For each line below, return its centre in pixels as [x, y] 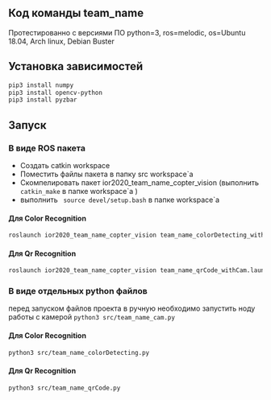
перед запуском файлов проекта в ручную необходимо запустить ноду [132, 308]
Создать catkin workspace [65, 165]
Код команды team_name [76, 13]
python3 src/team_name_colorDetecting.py [79, 353]
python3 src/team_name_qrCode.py [65, 388]
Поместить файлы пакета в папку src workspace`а [106, 174]
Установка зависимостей [76, 66]
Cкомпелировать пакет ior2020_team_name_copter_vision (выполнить [140, 182]
